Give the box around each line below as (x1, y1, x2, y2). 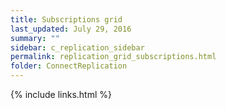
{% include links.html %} (10, 89, 112, 100)
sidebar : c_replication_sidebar (10, 42, 145, 53)
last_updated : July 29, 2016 (10, 24, 132, 34)
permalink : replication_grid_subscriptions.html (10, 52, 217, 62)
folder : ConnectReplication (10, 61, 128, 71)
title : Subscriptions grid (10, 14, 123, 25)
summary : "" (10, 33, 60, 43)
